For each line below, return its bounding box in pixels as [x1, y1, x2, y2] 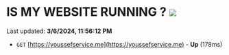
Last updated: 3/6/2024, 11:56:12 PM [6, 27, 112, 35]
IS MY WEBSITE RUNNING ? [6, 4, 167, 20]
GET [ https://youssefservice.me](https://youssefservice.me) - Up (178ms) [16, 40, 223, 48]
